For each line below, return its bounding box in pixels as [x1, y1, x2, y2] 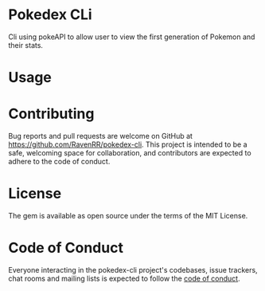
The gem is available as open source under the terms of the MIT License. [8, 211, 248, 220]
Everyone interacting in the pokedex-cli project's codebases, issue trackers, [8, 265, 258, 274]
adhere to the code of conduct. [8, 157, 111, 167]
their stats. [8, 40, 44, 49]
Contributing [8, 105, 95, 123]
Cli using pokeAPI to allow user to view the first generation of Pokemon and [8, 32, 255, 41]
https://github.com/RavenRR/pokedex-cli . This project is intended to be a [8, 140, 247, 149]
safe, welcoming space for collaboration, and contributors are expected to [8, 148, 252, 158]
